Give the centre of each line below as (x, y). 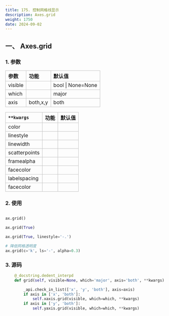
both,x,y (38, 102)
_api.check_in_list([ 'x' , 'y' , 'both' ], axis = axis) (79, 290)
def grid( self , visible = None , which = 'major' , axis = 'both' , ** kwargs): (91, 280)
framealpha (22, 161)
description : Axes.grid (30, 15)
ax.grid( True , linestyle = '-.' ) (38, 237)
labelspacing (24, 178)
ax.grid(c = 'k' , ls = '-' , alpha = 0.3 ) (43, 251)
